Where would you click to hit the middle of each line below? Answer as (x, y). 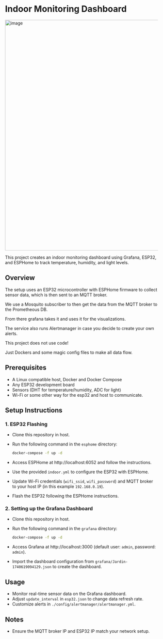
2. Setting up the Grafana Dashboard (49, 509)
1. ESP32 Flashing (26, 424)
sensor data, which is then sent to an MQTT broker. (56, 295)
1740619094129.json (32, 567)
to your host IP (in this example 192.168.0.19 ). (58, 486)
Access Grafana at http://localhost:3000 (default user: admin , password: (84, 547)
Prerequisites (26, 368)
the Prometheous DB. (26, 309)
